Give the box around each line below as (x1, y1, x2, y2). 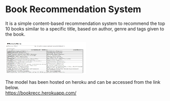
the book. (5, 31, 26, 37)
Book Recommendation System (5, 4, 141, 15)
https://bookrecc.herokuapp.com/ (5, 90, 77, 96)
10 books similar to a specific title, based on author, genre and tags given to (5, 25, 164, 31)
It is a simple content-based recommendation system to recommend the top (5, 20, 165, 26)
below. (5, 84, 19, 90)
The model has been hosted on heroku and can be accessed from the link (5, 79, 161, 85)
